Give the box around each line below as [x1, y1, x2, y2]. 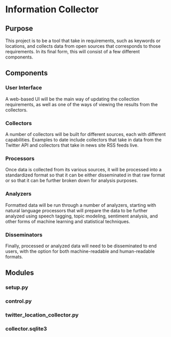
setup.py [5, 284, 28, 291]
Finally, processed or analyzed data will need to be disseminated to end [5, 243, 157, 249]
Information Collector [5, 4, 99, 15]
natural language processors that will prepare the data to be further [5, 207, 148, 213]
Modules [5, 268, 34, 277]
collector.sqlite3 [5, 325, 47, 332]
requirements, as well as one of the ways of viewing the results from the [5, 101, 158, 107]
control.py [5, 298, 32, 305]
